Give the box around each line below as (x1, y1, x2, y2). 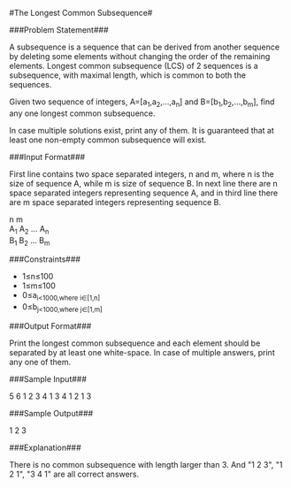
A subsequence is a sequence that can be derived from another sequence (9, 42, 280, 52)
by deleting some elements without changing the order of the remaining (9, 51, 271, 61)
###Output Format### (9, 320, 92, 331)
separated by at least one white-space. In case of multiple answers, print (9, 347, 276, 357)
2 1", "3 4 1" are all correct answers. (9, 469, 140, 479)
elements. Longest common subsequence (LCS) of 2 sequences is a (9, 61, 258, 71)
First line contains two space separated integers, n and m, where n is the (9, 168, 274, 179)
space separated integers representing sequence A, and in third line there (9, 187, 279, 198)
